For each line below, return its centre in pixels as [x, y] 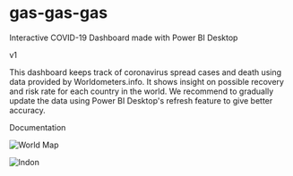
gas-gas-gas [59, 13]
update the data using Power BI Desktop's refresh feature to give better [141, 100]
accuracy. [28, 110]
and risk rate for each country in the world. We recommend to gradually [142, 91]
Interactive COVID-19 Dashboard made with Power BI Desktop [124, 38]
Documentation [38, 127]
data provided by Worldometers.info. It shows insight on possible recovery [147, 81]
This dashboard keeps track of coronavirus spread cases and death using [146, 72]
